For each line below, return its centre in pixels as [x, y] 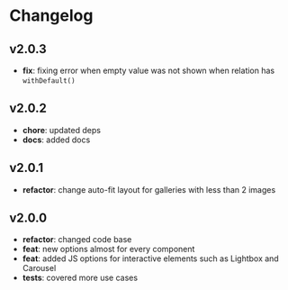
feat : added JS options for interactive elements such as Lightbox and [150, 258]
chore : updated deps [62, 130]
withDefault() [49, 81]
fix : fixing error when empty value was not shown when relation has [148, 70]
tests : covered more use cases [80, 278]
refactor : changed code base [77, 240]
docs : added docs [56, 140]
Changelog [51, 16]
